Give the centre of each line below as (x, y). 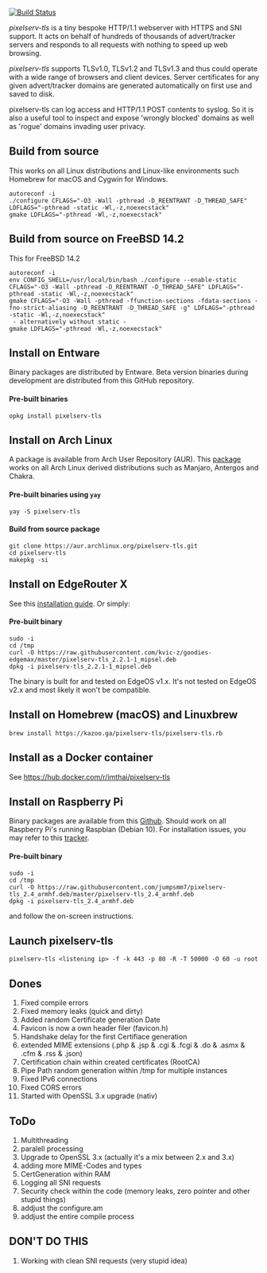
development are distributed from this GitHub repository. (102, 381)
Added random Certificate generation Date (91, 1020)
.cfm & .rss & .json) (51, 1054)
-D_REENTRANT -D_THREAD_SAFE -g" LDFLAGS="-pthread (167, 308)
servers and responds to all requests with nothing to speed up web (119, 45)
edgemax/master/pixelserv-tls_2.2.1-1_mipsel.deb (93, 659)
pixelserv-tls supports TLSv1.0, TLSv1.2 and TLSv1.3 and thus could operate (133, 69)
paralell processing (52, 1149)
